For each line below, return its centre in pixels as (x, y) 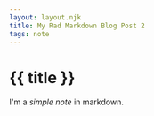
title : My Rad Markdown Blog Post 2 (77, 26)
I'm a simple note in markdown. (67, 102)
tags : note (29, 34)
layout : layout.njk (45, 17)
